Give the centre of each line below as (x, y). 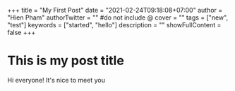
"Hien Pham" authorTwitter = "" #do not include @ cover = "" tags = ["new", (117, 17)
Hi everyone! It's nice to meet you (56, 80)
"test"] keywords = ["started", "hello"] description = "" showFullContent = (114, 25)
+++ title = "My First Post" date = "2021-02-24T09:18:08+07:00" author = (115, 10)
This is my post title (66, 61)
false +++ (22, 32)
